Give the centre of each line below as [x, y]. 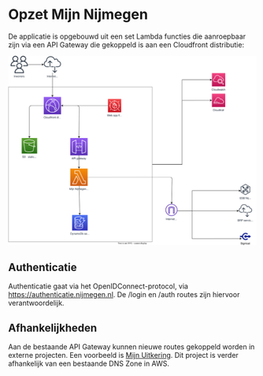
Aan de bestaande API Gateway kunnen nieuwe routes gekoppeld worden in [131, 346]
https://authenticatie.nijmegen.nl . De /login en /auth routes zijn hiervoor [124, 295]
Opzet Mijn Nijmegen [78, 15]
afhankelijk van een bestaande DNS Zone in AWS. [89, 363]
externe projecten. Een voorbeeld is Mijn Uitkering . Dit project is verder [123, 355]
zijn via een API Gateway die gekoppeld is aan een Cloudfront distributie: [126, 44]
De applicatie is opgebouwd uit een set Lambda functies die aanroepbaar [127, 36]
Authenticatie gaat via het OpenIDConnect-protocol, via [98, 286]
